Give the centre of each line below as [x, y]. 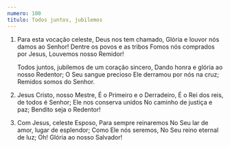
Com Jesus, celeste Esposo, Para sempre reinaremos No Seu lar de [113, 122]
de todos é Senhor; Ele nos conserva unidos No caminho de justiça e [115, 102]
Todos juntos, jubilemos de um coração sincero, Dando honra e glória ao [120, 67]
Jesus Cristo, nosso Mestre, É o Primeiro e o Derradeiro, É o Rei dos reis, [120, 95]
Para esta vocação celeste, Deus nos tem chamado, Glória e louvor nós [118, 39]
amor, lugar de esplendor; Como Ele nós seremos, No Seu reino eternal [118, 130]
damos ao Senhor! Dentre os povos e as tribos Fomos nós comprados [116, 46]
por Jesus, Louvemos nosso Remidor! [71, 54]
